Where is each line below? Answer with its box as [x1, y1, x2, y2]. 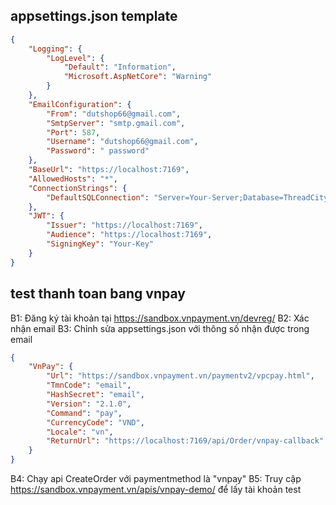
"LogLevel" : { [46, 53, 105, 63]
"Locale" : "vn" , [46, 427, 114, 437]
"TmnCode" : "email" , [46, 380, 132, 391]
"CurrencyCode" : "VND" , [46, 417, 145, 428]
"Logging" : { [28, 44, 83, 54]
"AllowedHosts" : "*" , [28, 174, 118, 184]
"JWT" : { [28, 211, 65, 221]
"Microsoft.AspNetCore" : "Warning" [63, 72, 213, 82]
